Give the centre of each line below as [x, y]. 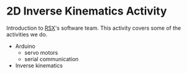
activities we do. [27, 34]
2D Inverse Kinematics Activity [86, 11]
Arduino [25, 46]
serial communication [51, 59]
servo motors [41, 52]
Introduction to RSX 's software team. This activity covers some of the [94, 28]
